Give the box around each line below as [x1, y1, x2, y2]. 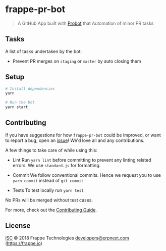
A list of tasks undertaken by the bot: [5, 48, 82, 54]
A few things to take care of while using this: [5, 147, 97, 153]
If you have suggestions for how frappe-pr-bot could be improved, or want [5, 132, 161, 138]
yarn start [5, 105, 28, 110]
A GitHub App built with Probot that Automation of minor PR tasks [17, 20, 154, 26]
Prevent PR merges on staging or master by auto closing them [12, 58, 141, 64]
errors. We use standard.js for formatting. [12, 162, 101, 168]
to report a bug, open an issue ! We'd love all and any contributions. [5, 137, 145, 143]
